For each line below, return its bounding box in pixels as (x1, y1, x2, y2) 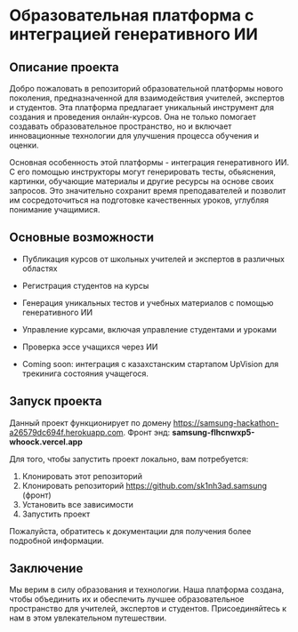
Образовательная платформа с (9, 5, 254, 26)
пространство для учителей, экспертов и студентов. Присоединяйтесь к (9, 604, 287, 614)
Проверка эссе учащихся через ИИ (21, 341, 158, 352)
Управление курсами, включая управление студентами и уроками (21, 324, 278, 334)
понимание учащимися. (9, 204, 101, 214)
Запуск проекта (9, 394, 102, 409)
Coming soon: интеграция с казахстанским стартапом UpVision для (21, 358, 278, 369)
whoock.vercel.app (9, 436, 83, 447)
